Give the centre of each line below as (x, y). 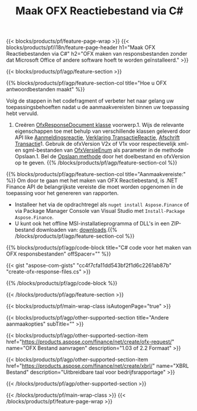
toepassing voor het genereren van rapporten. (62, 193)
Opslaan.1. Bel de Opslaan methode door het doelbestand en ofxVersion (102, 157)
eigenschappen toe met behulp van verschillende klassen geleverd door (103, 131)
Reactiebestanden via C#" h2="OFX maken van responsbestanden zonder (97, 54)
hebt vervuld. (22, 113)
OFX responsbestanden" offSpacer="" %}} (59, 254)
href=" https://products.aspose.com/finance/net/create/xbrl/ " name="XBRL (98, 366)
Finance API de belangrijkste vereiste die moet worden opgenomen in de (95, 187)
